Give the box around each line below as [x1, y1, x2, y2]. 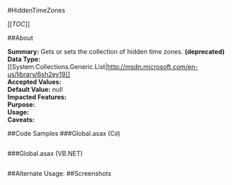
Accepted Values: [7, 78, 62, 86]
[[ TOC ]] [7, 20, 30, 28]
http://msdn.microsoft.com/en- [106, 63, 198, 70]
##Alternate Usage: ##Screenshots [7, 169, 112, 177]
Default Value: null [7, 85, 63, 93]
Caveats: [7, 115, 35, 124]
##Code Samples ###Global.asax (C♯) [7, 129, 121, 137]
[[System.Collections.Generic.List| [7, 63, 108, 70]
